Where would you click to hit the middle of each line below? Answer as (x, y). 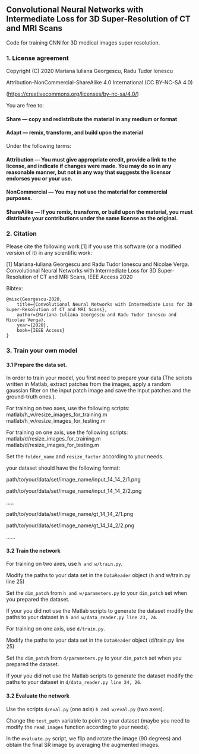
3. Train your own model (42, 350)
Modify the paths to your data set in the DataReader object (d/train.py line (95, 640)
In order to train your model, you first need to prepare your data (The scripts (99, 378)
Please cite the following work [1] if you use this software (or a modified (94, 246)
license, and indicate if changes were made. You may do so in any (89, 166)
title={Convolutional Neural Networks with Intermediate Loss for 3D (105, 304)
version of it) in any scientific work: (49, 252)
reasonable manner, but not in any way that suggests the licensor (89, 172)
